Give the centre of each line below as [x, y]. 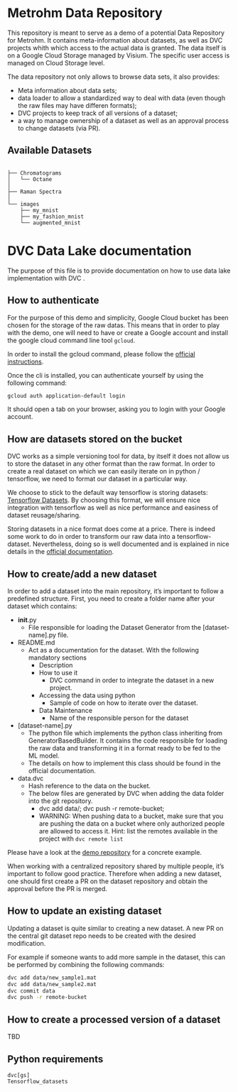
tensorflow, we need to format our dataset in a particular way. [98, 479]
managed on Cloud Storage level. [56, 62]
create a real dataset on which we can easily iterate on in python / [104, 471]
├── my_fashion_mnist [52, 217]
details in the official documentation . [61, 552]
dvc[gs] [19, 1075]
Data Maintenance [66, 710]
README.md [36, 643]
